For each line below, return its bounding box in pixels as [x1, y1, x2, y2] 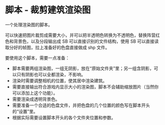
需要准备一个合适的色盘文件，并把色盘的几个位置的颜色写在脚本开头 [12, 102, 150, 108]
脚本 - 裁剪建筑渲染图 [5, 4, 91, 16]
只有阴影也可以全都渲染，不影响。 [16, 71, 86, 77]
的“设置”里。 [12, 108, 38, 114]
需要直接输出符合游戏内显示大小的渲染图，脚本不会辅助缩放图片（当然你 [12, 84, 159, 90]
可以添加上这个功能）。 [12, 90, 58, 96]
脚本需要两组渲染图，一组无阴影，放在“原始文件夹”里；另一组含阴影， [12, 65, 154, 71]
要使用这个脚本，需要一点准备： [5, 55, 70, 61]
